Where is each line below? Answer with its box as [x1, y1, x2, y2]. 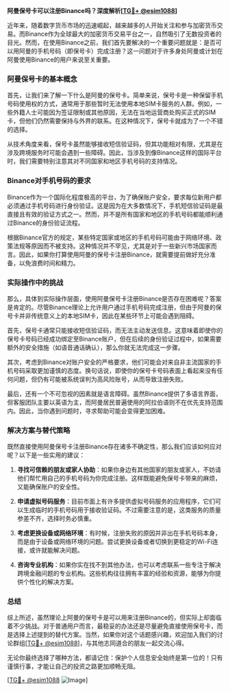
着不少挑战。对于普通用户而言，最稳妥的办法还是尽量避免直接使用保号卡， [7, 622, 217, 630]
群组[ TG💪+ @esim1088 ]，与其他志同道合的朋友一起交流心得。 [12, 639, 188, 647]
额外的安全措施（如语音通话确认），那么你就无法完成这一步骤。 [7, 343, 184, 352]
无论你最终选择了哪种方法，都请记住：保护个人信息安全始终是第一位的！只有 [7, 654, 223, 662]
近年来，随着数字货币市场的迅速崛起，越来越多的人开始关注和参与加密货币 [7, 21, 217, 29]
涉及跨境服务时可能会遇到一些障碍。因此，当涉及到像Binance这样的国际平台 [7, 149, 222, 157]
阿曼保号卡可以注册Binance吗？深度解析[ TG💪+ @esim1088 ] [7, 7, 178, 14]
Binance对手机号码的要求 [7, 176, 91, 186]
